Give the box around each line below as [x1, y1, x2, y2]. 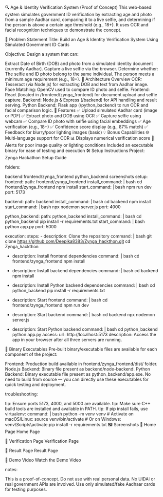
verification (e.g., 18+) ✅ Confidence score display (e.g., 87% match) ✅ [5, 124, 148, 130]
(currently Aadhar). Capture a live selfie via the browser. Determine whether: [5, 66, 158, 71]
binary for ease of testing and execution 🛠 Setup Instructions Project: [5, 148, 145, 153]
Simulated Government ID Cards [5, 42, 70, 47]
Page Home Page [5, 429, 40, 434]
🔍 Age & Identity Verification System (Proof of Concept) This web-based [5, 4, 152, 10]
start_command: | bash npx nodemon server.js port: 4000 [5, 204, 121, 210]
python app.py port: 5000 [5, 224, 57, 229]
